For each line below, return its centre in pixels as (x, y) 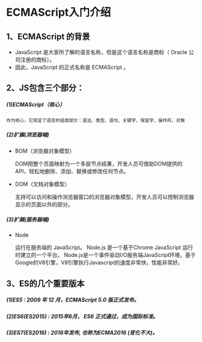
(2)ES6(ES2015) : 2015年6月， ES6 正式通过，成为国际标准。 (82, 316)
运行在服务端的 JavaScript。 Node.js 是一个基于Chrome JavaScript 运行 (104, 247)
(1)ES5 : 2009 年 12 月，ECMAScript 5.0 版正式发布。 (73, 300)
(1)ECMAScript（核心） (35, 104)
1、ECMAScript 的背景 (48, 36)
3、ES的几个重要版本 (46, 283)
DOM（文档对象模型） (42, 184)
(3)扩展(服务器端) (28, 219)
